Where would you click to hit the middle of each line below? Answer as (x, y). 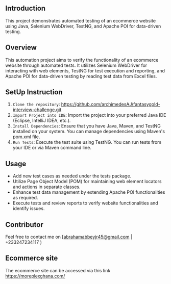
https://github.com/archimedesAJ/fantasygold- (111, 105)
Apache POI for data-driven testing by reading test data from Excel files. (81, 76)
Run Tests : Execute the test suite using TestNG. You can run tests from (87, 142)
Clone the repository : (36, 105)
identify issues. (29, 209)
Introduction (26, 8)
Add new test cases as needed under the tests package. (72, 176)
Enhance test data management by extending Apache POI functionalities (89, 192)
